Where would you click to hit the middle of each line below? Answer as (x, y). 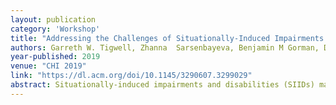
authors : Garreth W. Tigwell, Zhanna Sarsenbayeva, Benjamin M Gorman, (165, 47)
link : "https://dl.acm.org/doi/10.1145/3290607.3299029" (131, 76)
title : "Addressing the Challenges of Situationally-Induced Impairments (167, 38)
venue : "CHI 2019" (48, 66)
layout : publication (53, 19)
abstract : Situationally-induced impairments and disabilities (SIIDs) (162, 85)
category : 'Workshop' (55, 29)
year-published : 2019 (55, 57)
